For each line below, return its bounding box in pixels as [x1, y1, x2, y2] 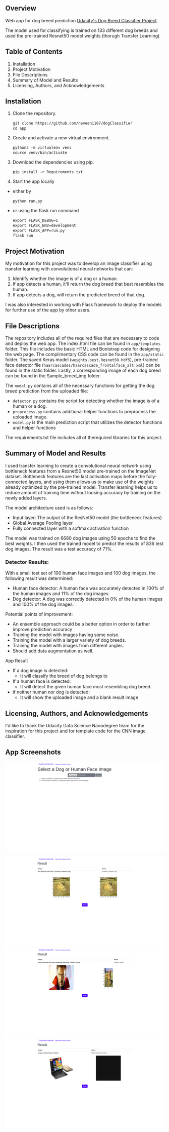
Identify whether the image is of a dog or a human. [12, 276, 118, 282]
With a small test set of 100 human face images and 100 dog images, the [5, 570, 156, 576]
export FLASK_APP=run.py [12, 228, 65, 233]
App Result [5, 658, 28, 664]
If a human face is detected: [12, 678, 71, 684]
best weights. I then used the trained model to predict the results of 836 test [5, 540, 164, 547]
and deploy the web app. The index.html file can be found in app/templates [5, 340, 161, 346]
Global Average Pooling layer [12, 520, 73, 526]
